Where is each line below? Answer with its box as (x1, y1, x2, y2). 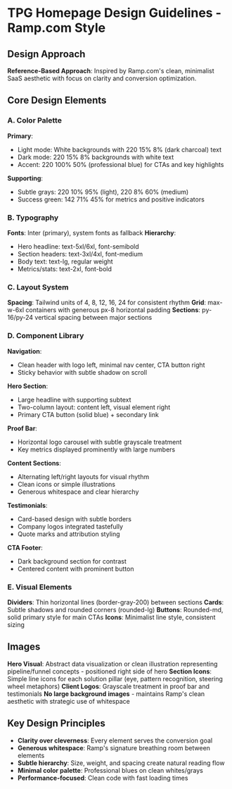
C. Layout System (7, 282, 69, 292)
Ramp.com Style (7, 20, 106, 36)
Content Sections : (7, 459, 62, 467)
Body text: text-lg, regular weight (17, 257, 114, 266)
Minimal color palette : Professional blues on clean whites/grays (17, 766, 204, 774)
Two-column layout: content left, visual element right (17, 403, 171, 411)
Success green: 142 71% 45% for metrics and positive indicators (17, 195, 205, 204)
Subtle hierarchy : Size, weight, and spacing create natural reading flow (17, 759, 225, 767)
